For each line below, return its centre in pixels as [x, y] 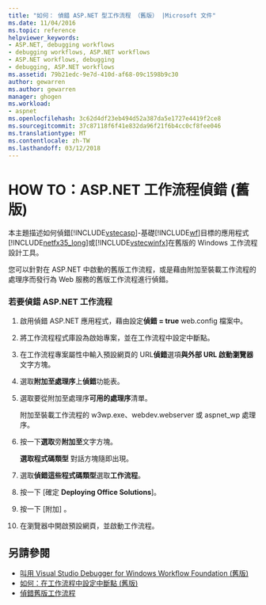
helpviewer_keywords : [44, 38]
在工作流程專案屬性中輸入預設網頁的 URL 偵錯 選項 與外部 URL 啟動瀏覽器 [137, 354]
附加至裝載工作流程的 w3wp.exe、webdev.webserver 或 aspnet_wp [130, 415]
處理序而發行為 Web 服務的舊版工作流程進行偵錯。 [90, 280]
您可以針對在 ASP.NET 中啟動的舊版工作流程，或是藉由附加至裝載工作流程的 [133, 269]
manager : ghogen [35, 97]
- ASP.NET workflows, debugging [61, 60]
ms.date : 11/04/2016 [42, 23]
